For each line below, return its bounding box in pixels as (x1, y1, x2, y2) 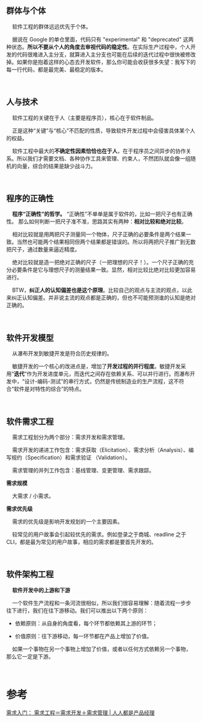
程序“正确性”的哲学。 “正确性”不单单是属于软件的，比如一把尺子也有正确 (11, 211, 193, 218)
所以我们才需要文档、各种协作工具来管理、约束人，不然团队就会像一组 (16, 154, 191, 162)
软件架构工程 (6, 569, 54, 580)
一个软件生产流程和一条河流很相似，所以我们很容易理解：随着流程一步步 (11, 599, 191, 606)
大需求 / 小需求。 (11, 492, 54, 499)
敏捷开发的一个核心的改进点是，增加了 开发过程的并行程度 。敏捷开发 (11, 363, 181, 370)
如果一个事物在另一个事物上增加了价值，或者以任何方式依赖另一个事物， (11, 645, 191, 653)
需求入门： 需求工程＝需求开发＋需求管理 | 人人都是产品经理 (6, 709, 155, 716)
